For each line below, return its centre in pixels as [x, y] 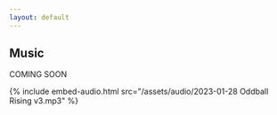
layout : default [39, 17]
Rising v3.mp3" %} [44, 101]
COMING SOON [38, 74]
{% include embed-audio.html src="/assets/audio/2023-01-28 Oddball [139, 92]
